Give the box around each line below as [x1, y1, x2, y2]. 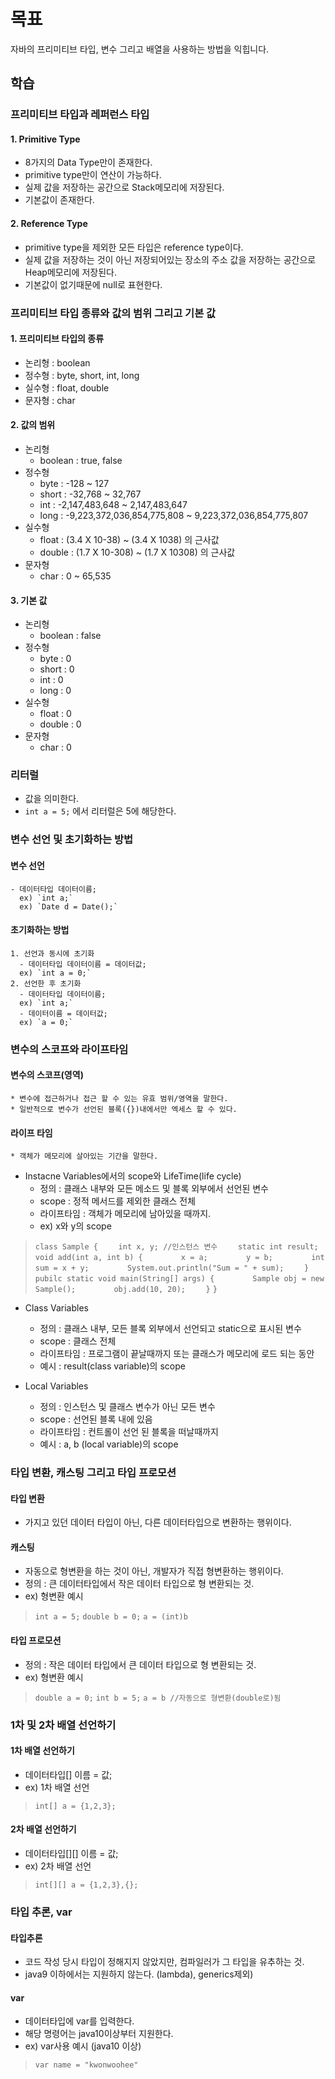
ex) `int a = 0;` [19, 968, 92, 978]
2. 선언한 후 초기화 [10, 978, 82, 989]
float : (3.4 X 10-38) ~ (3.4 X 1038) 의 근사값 [39, 533, 220, 545]
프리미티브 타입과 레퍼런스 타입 [10, 108, 150, 122]
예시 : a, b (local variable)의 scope [39, 1438, 179, 1450]
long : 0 [39, 685, 72, 697]
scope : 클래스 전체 [39, 1335, 117, 1347]
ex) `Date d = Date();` [19, 901, 118, 912]
